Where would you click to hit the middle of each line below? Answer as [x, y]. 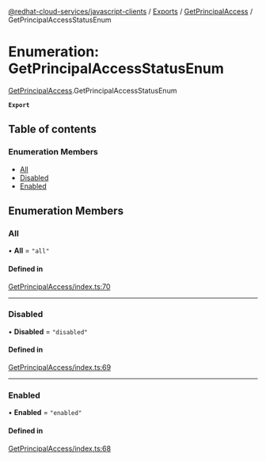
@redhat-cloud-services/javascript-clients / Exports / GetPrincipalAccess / [131, 11]
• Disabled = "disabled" [48, 331]
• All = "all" [29, 251]
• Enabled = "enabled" [45, 413]
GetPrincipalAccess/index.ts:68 [60, 448]
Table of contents [52, 130]
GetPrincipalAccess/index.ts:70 [59, 286]
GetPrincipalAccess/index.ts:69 [60, 368]
